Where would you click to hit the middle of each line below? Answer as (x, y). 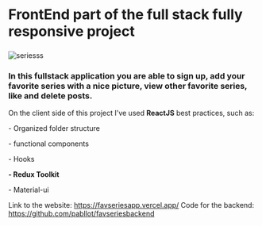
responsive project (71, 31)
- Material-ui (29, 190)
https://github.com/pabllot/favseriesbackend (81, 214)
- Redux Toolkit (34, 174)
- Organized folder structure (54, 128)
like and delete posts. (50, 96)
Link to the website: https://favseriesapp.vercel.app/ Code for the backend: (131, 205)
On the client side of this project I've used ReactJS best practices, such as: (131, 113)
